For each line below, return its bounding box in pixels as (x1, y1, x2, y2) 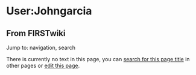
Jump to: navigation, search (6, 44, 75, 51)
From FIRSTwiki (6, 28, 66, 38)
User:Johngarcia (6, 4, 92, 18)
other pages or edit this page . (6, 62, 80, 69)
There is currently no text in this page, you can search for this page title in (6, 56, 190, 62)
